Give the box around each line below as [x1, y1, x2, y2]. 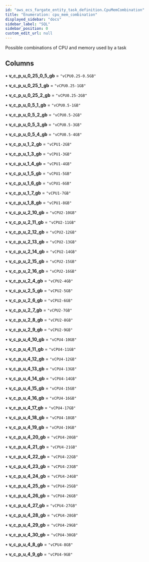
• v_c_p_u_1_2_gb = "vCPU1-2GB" [5, 141, 72, 147]
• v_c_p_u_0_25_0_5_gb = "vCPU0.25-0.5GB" [5, 73, 96, 79]
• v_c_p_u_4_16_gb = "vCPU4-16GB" [5, 395, 77, 401]
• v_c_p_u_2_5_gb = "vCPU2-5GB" [5, 287, 73, 293]
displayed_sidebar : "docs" [5, 17, 62, 22]
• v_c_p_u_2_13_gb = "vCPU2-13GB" [5, 238, 77, 244]
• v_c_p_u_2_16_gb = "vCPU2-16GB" [5, 268, 77, 274]
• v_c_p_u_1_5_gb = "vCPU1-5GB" [5, 170, 72, 176]
